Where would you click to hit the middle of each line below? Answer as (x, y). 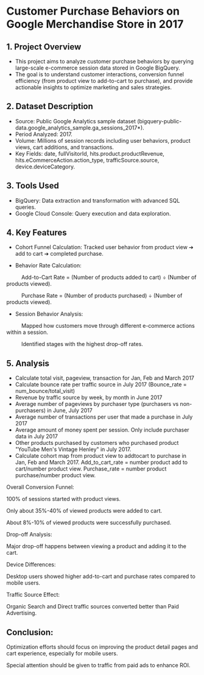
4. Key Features (37, 233)
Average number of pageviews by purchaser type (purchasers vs (97, 404)
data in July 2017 (36, 436)
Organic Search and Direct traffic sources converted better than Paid (93, 607)
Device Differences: (31, 565)
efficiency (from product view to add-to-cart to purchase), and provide (104, 81)
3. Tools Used (33, 186)
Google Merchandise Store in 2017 (95, 24)
